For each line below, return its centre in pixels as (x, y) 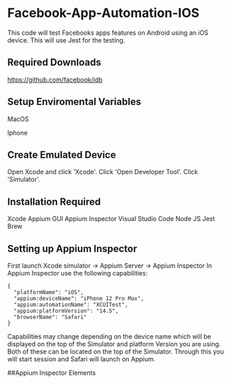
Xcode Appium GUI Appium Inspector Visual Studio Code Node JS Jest (111, 219)
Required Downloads (54, 63)
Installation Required (54, 202)
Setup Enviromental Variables (74, 102)
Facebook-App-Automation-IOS (103, 13)
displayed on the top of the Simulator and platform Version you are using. (114, 344)
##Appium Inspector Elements (52, 373)
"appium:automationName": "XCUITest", (71, 305)
